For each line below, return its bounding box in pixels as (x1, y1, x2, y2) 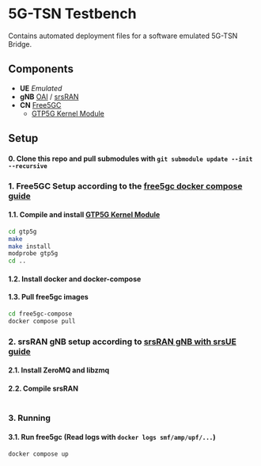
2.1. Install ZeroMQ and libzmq (8, 365, 110, 375)
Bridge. (8, 39, 32, 48)
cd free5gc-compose (8, 310, 73, 318)
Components (8, 63, 74, 76)
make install (8, 243, 51, 250)
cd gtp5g (8, 227, 37, 235)
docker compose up (8, 449, 69, 458)
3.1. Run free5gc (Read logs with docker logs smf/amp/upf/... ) (8, 433, 216, 442)
